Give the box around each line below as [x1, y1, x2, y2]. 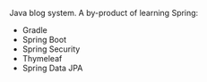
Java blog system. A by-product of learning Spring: [9, 8, 199, 18]
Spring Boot [22, 35, 67, 45]
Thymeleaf [22, 53, 63, 63]
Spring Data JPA [22, 62, 83, 73]
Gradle [22, 25, 47, 35]
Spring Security [22, 44, 81, 54]
